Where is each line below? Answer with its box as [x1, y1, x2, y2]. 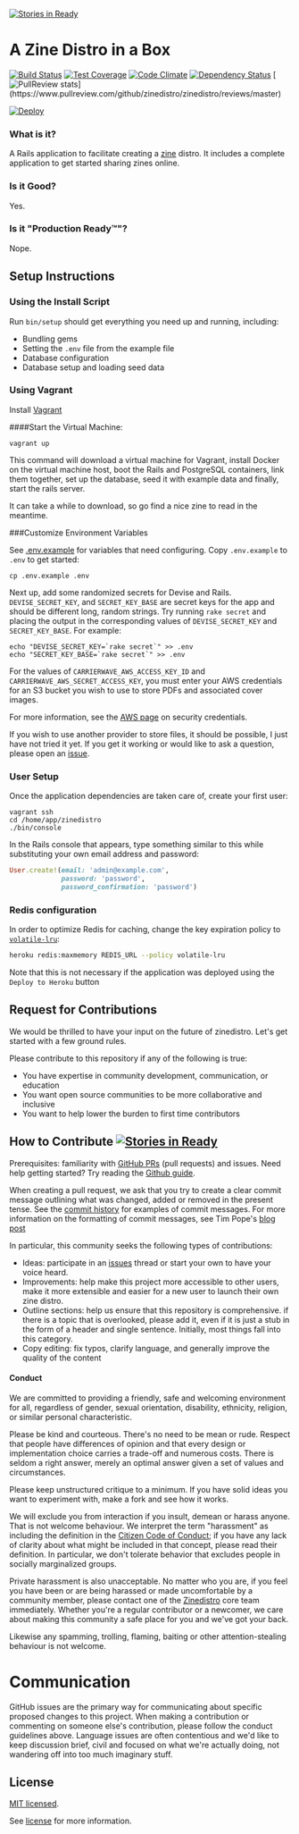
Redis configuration [9, 904, 97, 916]
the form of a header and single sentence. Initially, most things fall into [21, 1324, 281, 1334]
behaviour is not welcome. [9, 1640, 107, 1651]
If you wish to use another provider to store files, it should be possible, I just [9, 728, 288, 739]
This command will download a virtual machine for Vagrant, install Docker [9, 454, 279, 465]
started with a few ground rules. [9, 1035, 127, 1046]
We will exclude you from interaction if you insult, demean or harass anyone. [9, 1510, 290, 1521]
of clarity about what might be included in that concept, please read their [9, 1539, 278, 1550]
